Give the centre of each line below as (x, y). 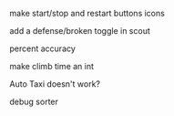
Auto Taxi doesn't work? (55, 84)
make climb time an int (51, 66)
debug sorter (34, 101)
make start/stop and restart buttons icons (87, 13)
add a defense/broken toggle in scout (80, 31)
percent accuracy (42, 48)
